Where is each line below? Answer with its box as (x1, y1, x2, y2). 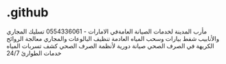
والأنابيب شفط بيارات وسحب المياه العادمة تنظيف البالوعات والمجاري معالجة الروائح (6, 34, 220, 42)
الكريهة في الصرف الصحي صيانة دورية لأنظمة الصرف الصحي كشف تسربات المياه (6, 42, 214, 50)
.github (6, 5, 49, 20)
